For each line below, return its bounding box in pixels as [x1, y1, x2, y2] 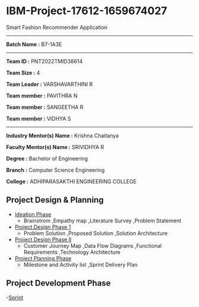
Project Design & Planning [6, 195, 104, 205]
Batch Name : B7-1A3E [6, 40, 62, 48]
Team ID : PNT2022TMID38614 [6, 57, 83, 64]
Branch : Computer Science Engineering [6, 166, 105, 173]
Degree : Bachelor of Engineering [6, 155, 88, 162]
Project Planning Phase [14, 254, 72, 261]
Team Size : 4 [6, 69, 40, 76]
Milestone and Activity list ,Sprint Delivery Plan [23, 261, 138, 268]
